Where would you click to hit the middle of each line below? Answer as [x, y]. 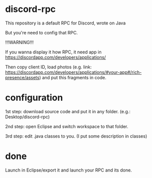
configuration [34, 98]
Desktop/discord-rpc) [27, 117]
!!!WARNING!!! [19, 42]
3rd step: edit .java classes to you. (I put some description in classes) [76, 136]
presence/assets [22, 77]
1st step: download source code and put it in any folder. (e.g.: [68, 111]
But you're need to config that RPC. [42, 32]
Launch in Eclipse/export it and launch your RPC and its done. [69, 170]
